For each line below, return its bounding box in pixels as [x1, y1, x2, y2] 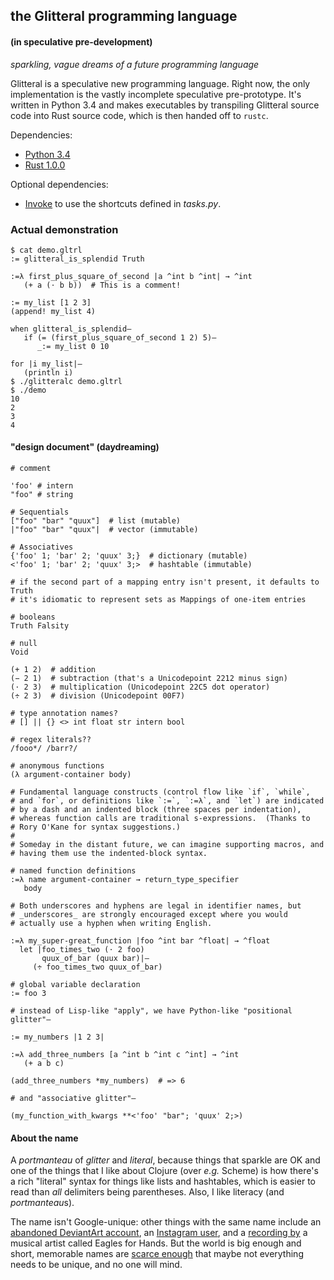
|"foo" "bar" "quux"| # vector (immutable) [10, 525, 199, 535]
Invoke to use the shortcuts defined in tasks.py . [24, 197, 222, 209]
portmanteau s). [10, 1197, 75, 1209]
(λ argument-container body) [10, 770, 132, 780]
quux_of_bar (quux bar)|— [41, 954, 150, 964]
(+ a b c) [23, 1059, 65, 1069]
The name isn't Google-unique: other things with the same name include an [10, 1216, 322, 1228]
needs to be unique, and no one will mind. [10, 1259, 183, 1271]
